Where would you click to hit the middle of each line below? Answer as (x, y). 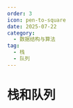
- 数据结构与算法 (34, 39)
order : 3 (20, 13)
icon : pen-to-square (37, 20)
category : (21, 33)
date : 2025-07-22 (32, 26)
